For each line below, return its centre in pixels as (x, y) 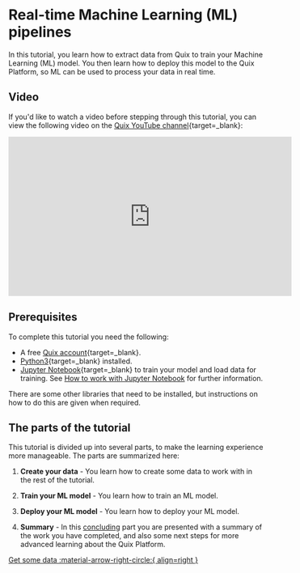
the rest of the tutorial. (57, 480)
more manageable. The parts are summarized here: (94, 456)
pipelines (40, 32)
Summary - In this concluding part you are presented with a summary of (141, 527)
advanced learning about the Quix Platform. (93, 545)
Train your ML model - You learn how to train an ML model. (119, 496)
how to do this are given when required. (75, 402)
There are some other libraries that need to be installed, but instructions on (133, 393)
